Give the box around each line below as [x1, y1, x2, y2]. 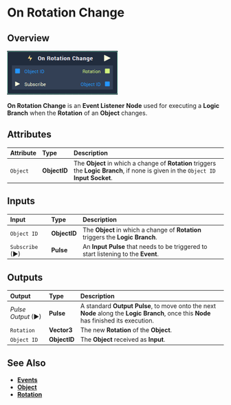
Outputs [7, 272, 43, 283]
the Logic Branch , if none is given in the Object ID [73, 166, 216, 175]
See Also [7, 358, 46, 369]
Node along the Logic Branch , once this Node [80, 309, 211, 317]
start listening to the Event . [82, 250, 159, 258]
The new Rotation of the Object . [80, 326, 173, 334]
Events [16, 375, 38, 384]
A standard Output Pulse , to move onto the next [80, 301, 217, 310]
